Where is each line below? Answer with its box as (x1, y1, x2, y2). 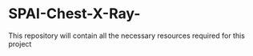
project (8, 39, 32, 48)
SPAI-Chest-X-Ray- (8, 5, 141, 23)
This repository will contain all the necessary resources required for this (8, 31, 246, 40)
